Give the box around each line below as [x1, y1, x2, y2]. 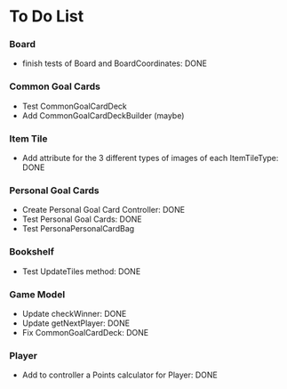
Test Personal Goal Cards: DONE [21, 214, 142, 224]
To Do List [9, 6, 84, 27]
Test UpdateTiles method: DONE [21, 265, 141, 277]
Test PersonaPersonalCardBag [21, 223, 135, 234]
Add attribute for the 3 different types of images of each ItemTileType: [21, 153, 279, 164]
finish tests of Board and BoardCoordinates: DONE [21, 58, 207, 69]
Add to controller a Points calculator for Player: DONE [21, 369, 218, 380]
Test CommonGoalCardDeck [21, 101, 127, 111]
